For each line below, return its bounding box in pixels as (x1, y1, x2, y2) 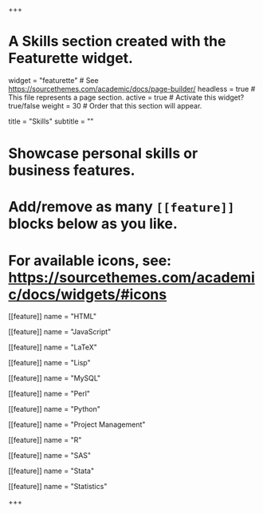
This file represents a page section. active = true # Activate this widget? (8, 93, 245, 102)
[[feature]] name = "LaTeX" (8, 342, 98, 352)
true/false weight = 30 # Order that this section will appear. (8, 101, 202, 110)
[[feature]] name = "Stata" (8, 466, 94, 476)
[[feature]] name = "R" (8, 436, 82, 445)
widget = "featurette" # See (8, 75, 99, 85)
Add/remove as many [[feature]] (8, 198, 235, 216)
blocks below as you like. (8, 215, 178, 233)
